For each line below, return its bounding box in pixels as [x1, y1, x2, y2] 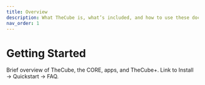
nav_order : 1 [6, 20, 40, 26]
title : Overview [6, 8, 48, 15]
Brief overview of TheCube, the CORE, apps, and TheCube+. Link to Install [6, 66, 194, 73]
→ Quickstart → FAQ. [6, 73, 59, 80]
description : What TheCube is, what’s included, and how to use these [6, 15, 190, 21]
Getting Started [6, 46, 87, 60]
